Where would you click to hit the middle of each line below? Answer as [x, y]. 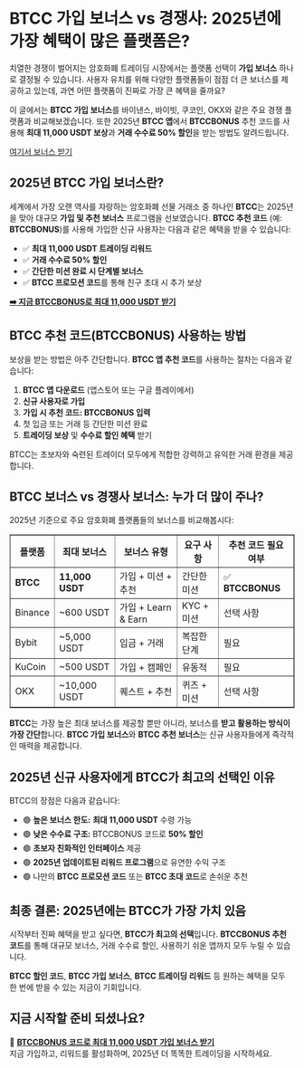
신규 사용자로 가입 [54, 401]
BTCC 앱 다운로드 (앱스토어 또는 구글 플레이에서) [108, 389]
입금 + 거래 [142, 644]
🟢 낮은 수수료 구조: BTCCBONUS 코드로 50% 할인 [113, 834]
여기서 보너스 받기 [41, 151]
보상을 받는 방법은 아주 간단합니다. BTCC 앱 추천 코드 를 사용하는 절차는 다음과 [146, 359]
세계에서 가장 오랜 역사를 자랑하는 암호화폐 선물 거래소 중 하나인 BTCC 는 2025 [148, 206]
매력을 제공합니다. [50, 746]
